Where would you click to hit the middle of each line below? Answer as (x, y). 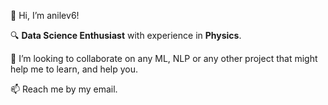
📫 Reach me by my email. (64, 89)
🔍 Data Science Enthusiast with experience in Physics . (126, 35)
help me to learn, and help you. (74, 69)
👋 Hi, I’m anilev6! (45, 15)
